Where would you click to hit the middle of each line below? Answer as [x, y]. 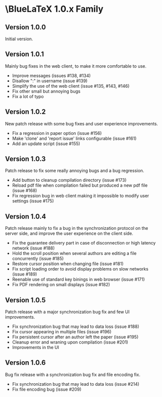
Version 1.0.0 [26, 27]
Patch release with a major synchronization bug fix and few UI [67, 312]
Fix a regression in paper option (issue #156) [57, 133]
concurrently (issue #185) [38, 259]
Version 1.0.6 [25, 363]
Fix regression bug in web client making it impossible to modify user [81, 196]
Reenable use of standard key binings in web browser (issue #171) [78, 279]
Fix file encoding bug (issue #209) [47, 389]
